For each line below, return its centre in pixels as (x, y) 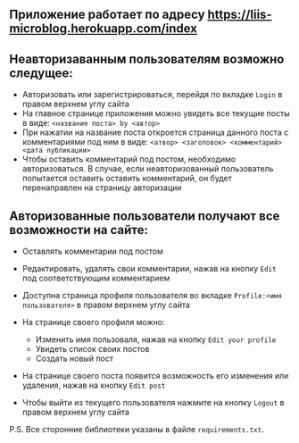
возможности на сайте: (79, 230)
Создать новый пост (75, 359)
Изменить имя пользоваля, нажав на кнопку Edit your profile (156, 339)
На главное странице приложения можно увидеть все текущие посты (156, 113)
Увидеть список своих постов (92, 349)
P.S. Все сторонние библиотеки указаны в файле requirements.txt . (137, 430)
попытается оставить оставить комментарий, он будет (127, 179)
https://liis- (240, 15)
